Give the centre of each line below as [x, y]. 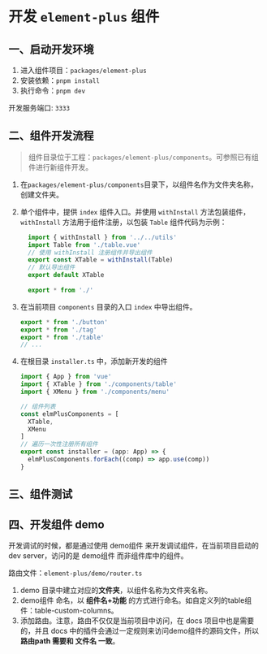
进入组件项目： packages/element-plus [84, 70]
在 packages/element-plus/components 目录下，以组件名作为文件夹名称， [139, 184]
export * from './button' [64, 322]
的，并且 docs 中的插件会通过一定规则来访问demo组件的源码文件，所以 [140, 631]
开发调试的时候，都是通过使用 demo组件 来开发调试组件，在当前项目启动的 [134, 546]
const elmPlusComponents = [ [69, 414]
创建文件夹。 [41, 194]
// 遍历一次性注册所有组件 [59, 444]
